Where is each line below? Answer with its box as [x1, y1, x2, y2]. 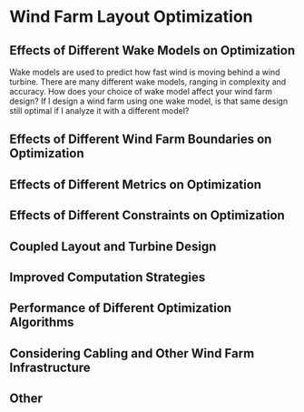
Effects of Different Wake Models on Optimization [9, 43, 296, 58]
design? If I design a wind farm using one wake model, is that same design [9, 95, 289, 106]
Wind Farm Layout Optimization [9, 6, 253, 27]
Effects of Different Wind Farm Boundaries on [9, 132, 272, 147]
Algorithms [9, 315, 74, 330]
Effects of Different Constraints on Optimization [9, 207, 286, 224]
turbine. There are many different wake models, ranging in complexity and [9, 76, 287, 87]
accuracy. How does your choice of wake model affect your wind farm [9, 86, 272, 96]
